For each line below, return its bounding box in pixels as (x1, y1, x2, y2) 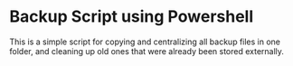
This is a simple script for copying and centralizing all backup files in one (9, 36, 281, 47)
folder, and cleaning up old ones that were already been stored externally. (9, 45, 285, 56)
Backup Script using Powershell (9, 6, 254, 27)
